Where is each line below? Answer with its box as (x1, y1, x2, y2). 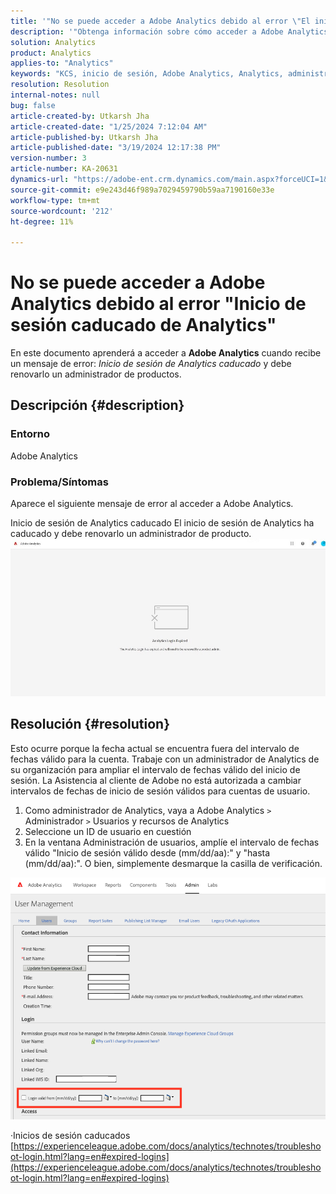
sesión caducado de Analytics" (10, 314, 277, 337)
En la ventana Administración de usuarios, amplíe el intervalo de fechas (24, 836, 320, 848)
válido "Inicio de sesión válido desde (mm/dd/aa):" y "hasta (24, 846, 271, 859)
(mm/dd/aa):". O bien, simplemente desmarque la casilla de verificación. (24, 857, 323, 869)
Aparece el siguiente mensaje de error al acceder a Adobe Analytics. (10, 498, 294, 510)
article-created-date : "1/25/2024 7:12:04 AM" (10, 121, 208, 132)
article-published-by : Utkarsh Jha (10, 132, 159, 142)
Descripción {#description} (10, 397, 185, 414)
